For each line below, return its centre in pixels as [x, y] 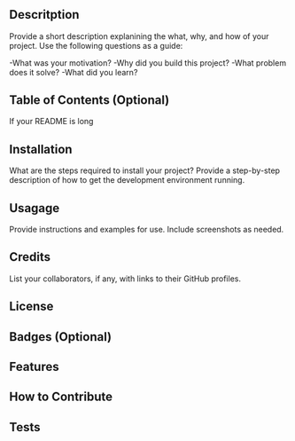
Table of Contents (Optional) [89, 100]
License [31, 307]
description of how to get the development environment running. [127, 180]
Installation [41, 149]
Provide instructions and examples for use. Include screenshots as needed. [147, 230]
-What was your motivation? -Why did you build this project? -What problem [147, 63]
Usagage [35, 208]
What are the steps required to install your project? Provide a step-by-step [145, 170]
